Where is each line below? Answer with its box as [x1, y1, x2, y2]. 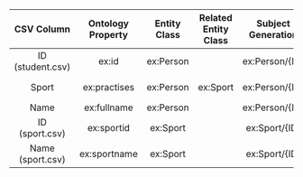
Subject [256, 17, 290, 30]
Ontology [88, 17, 129, 30]
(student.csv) [14, 61, 71, 73]
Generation [248, 29, 298, 41]
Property [88, 29, 129, 41]
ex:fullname [84, 101, 133, 114]
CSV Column [14, 23, 70, 35]
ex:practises [82, 81, 135, 93]
